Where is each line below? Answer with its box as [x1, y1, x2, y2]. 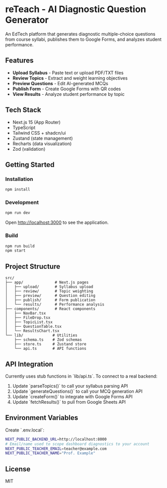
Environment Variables [5, 413, 78, 422]
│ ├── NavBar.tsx [5, 311, 46, 316]
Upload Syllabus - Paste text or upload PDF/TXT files [12, 70, 124, 76]
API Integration [5, 359, 54, 369]
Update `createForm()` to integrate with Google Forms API [12, 393, 133, 399]
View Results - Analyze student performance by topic [12, 91, 125, 97]
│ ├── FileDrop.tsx [5, 315, 51, 321]
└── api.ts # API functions [14, 346, 87, 351]
